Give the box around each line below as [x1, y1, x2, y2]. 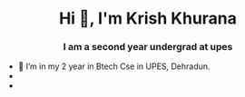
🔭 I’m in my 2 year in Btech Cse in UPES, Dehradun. [17, 61, 211, 72]
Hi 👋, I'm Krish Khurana [58, 8, 238, 29]
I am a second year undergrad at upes [63, 41, 233, 53]
